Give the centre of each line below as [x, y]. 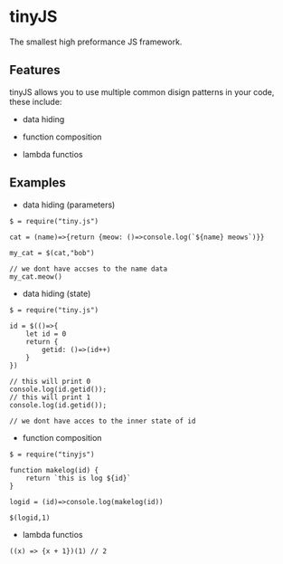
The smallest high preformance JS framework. [96, 42]
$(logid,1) [30, 518]
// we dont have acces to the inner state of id [103, 421]
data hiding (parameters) [69, 205]
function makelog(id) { [54, 470]
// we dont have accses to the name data [89, 269]
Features [35, 70]
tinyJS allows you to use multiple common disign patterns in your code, [142, 91]
